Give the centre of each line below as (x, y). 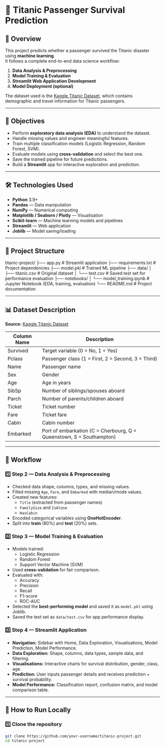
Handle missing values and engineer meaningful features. (70, 138)
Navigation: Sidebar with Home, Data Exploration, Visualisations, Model (85, 643)
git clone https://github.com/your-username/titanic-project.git (73, 736)
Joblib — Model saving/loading (44, 231)
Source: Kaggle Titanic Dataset (37, 324)
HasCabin (28, 513)
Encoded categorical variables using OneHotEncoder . (67, 518)
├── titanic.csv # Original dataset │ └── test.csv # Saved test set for (75, 273)
